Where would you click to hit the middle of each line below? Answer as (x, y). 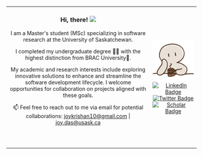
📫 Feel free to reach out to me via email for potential (78, 107)
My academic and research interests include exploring (78, 69)
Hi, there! (74, 20)
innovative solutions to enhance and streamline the (78, 76)
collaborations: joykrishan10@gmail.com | (78, 116)
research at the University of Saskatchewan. (78, 39)
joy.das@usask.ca (78, 122)
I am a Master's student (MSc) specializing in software (78, 33)
